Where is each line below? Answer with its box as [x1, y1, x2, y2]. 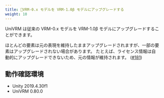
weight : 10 [5, 12, 27, 17]
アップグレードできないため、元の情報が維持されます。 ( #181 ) [18, 54, 142, 60]
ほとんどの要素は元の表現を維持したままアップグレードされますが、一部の [5, 42, 155, 48]
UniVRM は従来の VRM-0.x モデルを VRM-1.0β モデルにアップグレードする [5, 25, 155, 32]
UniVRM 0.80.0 [12, 88, 43, 94]
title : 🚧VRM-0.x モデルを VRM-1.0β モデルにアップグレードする [5, 7, 124, 12]
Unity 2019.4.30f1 [12, 83, 48, 89]
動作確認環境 [5, 70, 44, 78]
